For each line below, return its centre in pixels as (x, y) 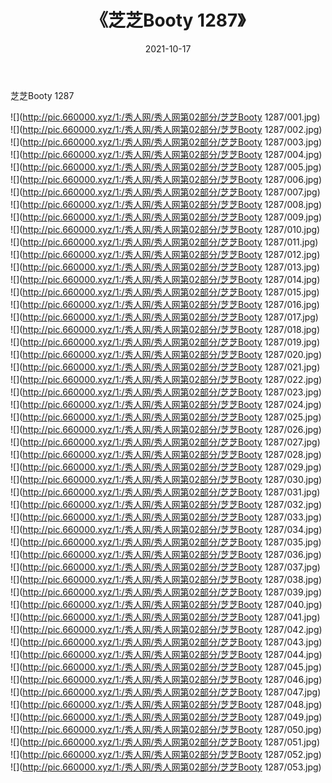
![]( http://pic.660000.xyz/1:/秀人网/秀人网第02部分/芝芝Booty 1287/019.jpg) (165, 342)
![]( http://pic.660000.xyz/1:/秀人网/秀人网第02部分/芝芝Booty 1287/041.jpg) (165, 617)
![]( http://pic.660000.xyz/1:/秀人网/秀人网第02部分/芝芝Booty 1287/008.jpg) (166, 204)
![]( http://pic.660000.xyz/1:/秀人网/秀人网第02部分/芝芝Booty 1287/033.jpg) (166, 517)
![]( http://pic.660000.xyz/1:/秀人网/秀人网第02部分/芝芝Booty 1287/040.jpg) (166, 604)
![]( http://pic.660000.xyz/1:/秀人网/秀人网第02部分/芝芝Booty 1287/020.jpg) (166, 354)
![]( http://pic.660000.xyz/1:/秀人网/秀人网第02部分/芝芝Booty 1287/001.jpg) (165, 117)
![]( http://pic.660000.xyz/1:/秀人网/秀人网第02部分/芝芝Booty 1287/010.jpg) (165, 229)
